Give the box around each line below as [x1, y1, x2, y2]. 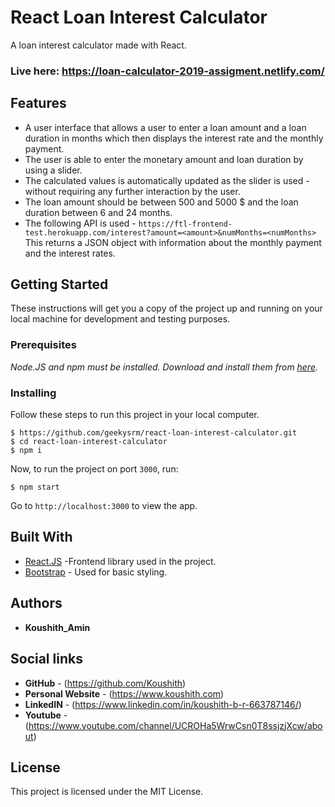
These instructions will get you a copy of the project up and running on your [10, 302, 323, 315]
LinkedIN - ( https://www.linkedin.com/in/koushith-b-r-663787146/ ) [24, 698, 302, 710]
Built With [10, 529, 73, 546]
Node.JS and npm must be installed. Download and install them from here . [10, 361, 319, 373]
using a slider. [24, 164, 83, 176]
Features [10, 95, 67, 112]
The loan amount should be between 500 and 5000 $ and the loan [24, 196, 299, 208]
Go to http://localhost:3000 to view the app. [10, 500, 198, 512]
